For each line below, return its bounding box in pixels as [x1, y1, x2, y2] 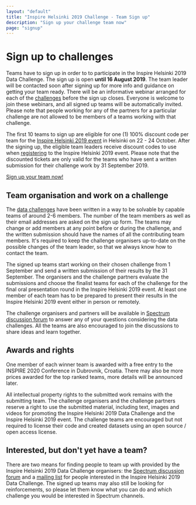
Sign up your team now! [6, 174, 64, 181]
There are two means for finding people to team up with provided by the [6, 461, 180, 468]
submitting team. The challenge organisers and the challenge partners [6, 397, 176, 404]
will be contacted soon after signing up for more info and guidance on [6, 82, 174, 89]
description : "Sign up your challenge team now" [6, 19, 127, 25]
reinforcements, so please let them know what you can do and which [6, 486, 173, 493]
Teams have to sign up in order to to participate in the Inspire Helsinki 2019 [6, 70, 187, 77]
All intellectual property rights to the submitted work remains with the [6, 391, 173, 398]
